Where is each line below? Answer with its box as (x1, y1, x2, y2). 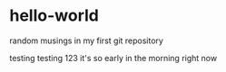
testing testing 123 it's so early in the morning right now (9, 52, 218, 63)
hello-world (9, 5, 100, 26)
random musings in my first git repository (9, 35, 163, 46)
